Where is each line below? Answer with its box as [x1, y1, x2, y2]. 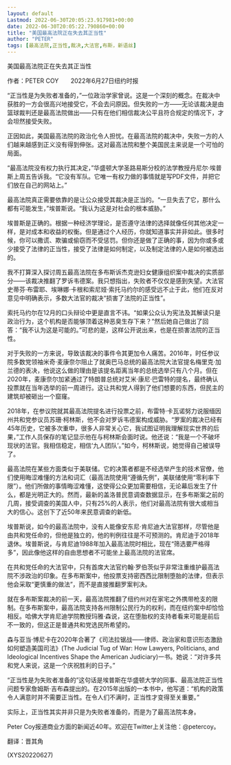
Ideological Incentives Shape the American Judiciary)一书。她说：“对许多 [7, 653, 215, 661]
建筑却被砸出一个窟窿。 [7, 393, 74, 400]
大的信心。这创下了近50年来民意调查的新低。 [7, 508, 135, 516]
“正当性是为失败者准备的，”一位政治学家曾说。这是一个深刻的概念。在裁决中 [7, 91, 221, 99]
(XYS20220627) [7, 751, 54, 759]
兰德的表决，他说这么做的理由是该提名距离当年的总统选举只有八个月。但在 [7, 366, 218, 375]
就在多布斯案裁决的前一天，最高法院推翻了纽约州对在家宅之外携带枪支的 [7, 595, 212, 603]
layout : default [7, 10, 54, 17]
